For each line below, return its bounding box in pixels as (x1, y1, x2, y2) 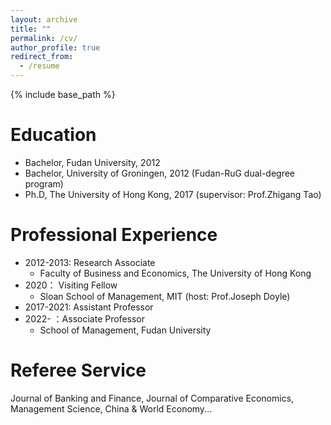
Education (10, 124, 97, 146)
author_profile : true (10, 42, 101, 53)
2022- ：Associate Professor (24, 312, 145, 325)
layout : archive (10, 14, 78, 25)
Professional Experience (10, 224, 218, 246)
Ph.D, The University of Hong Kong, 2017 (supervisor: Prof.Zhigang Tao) (24, 188, 322, 200)
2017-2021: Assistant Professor (24, 301, 154, 313)
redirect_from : (10, 52, 74, 62)
